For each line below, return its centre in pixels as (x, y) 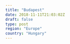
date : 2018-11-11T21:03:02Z (35, 15)
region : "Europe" (24, 29)
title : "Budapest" (25, 10)
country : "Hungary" (26, 33)
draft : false (19, 19)
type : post (17, 24)
